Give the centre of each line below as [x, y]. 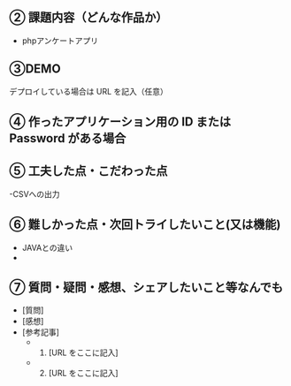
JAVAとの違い [47, 247]
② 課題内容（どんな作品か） [88, 18]
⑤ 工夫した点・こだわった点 [88, 171]
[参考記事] [41, 332]
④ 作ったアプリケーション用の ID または [120, 122]
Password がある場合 [68, 138]
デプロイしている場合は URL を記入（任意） [88, 91]
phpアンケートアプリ [60, 41]
